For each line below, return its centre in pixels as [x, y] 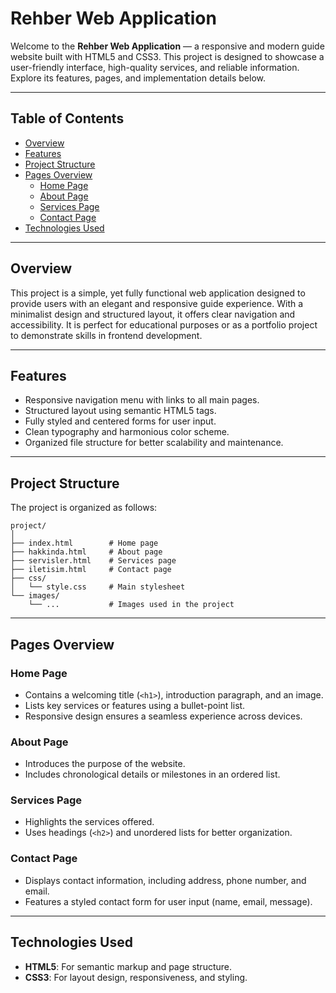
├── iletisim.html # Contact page [91, 570]
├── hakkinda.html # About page [86, 552]
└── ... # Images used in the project [131, 605]
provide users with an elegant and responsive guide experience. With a [157, 303]
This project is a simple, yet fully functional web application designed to [158, 293]
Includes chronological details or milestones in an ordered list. [152, 774]
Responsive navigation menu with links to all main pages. [142, 400]
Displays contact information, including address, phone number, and [165, 880]
